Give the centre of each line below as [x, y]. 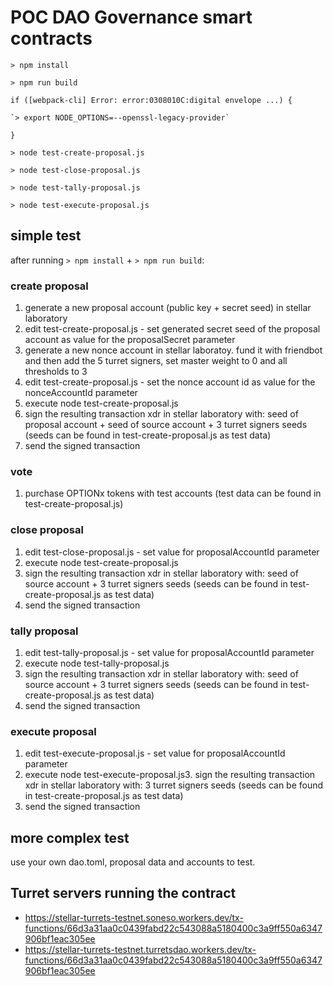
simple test [46, 236]
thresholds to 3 [56, 372]
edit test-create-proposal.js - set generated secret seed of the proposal [172, 329]
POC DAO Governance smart [131, 17]
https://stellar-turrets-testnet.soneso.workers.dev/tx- [134, 917]
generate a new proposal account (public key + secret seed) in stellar [168, 308]
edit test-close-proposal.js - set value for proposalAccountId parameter [172, 552]
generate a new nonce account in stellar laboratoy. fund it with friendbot [173, 350]
